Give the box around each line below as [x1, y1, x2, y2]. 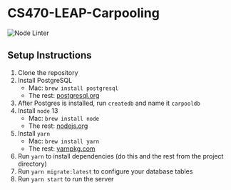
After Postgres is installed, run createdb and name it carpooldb [17, 99, 201, 107]
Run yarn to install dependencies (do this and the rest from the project [17, 151, 224, 160]
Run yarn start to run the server [17, 174, 114, 183]
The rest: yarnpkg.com [28, 144, 96, 153]
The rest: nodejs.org [28, 121, 88, 130]
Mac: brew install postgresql [28, 84, 119, 92]
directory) [17, 159, 48, 168]
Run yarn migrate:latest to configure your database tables [17, 166, 193, 176]
